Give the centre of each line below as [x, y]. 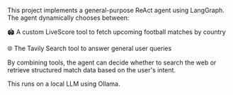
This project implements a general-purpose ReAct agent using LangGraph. [116, 10]
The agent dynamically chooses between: [68, 18]
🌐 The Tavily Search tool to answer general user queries [90, 48]
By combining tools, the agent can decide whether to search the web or [112, 62]
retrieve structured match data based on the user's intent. [91, 70]
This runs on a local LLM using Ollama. [64, 84]
